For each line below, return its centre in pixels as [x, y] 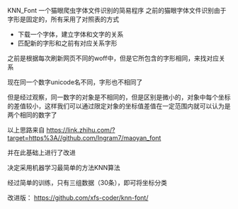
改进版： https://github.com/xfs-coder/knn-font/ [78, 198]
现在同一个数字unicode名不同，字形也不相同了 [75, 82]
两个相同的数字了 [32, 115]
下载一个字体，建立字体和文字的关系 [70, 34]
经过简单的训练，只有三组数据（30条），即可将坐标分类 [87, 182]
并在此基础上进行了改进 [41, 152]
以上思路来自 [26, 130]
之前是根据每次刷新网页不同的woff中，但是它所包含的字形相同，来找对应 [113, 58]
